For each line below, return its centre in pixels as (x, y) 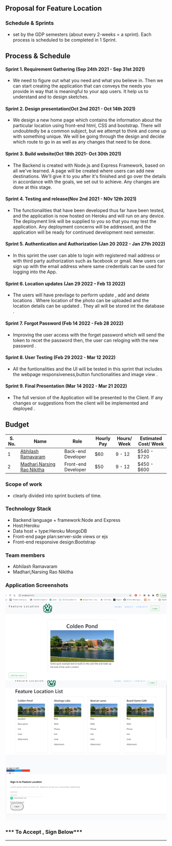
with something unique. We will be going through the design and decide (89, 136)
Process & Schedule (38, 56)
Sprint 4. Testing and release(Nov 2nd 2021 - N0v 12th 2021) (71, 199)
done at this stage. (32, 187)
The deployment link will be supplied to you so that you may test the (84, 221)
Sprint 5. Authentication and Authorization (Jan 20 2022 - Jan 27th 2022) (85, 244)
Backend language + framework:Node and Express (67, 520)
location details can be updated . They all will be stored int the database (89, 306)
